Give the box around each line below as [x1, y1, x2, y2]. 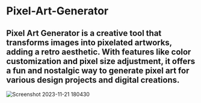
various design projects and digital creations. [6, 75, 180, 85]
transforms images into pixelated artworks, [6, 37, 173, 47]
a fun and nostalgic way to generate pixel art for [6, 65, 190, 75]
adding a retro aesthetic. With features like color [6, 47, 191, 57]
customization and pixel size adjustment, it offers [6, 56, 196, 66]
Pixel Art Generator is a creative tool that [6, 28, 162, 38]
